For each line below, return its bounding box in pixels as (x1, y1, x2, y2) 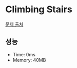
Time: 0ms (12, 51, 36, 57)
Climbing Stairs (5, 4, 73, 15)
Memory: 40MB (12, 57, 46, 63)
